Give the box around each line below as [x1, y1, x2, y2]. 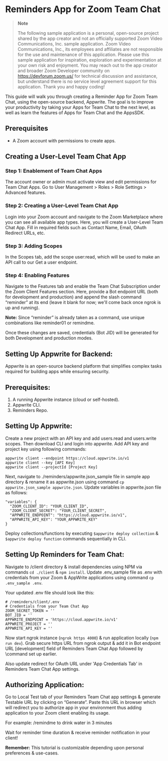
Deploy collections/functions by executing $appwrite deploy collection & [5, 530, 159, 536]
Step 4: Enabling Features [5, 272, 69, 279]
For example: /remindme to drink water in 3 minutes [5, 720, 112, 726]
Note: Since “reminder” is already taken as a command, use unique [5, 315, 145, 321]
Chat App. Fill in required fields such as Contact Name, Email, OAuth [5, 224, 147, 230]
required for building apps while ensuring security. [5, 369, 110, 375]
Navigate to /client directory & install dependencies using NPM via [5, 564, 142, 570]
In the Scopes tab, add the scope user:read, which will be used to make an [5, 254, 160, 260]
